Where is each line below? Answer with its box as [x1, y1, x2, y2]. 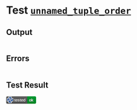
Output [6, 27, 32, 37]
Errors [6, 54, 30, 64]
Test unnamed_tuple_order [6, 4, 131, 17]
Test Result [6, 80, 48, 90]
